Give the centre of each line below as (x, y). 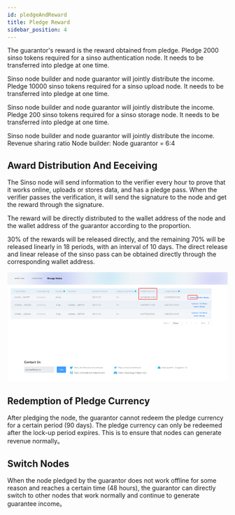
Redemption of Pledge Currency (79, 401)
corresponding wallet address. (51, 262)
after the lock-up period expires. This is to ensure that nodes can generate (114, 433)
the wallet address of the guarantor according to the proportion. (99, 226)
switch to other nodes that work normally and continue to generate (104, 495)
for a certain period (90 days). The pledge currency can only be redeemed (115, 425)
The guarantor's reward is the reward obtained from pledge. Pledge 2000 (113, 51)
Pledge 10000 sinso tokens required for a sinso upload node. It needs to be (115, 86)
